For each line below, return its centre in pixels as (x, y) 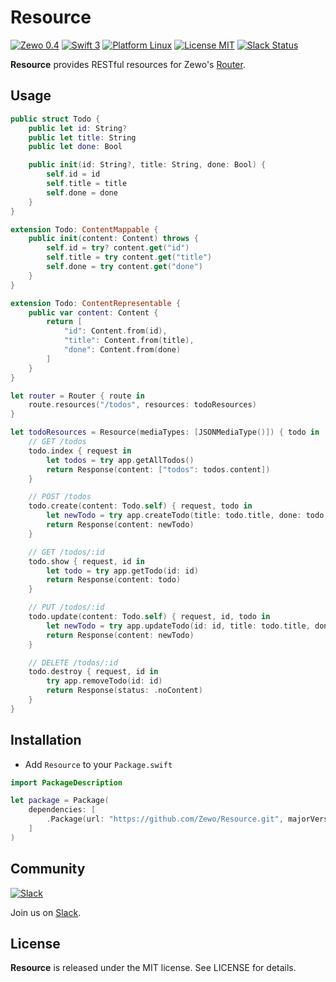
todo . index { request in (80, 451)
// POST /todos (60, 497)
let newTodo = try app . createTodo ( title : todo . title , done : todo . (187, 516)
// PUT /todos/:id (66, 607)
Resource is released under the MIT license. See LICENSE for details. (153, 968)
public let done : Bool (75, 147)
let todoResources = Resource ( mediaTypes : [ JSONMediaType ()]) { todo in (165, 432)
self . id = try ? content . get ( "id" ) (118, 248)
